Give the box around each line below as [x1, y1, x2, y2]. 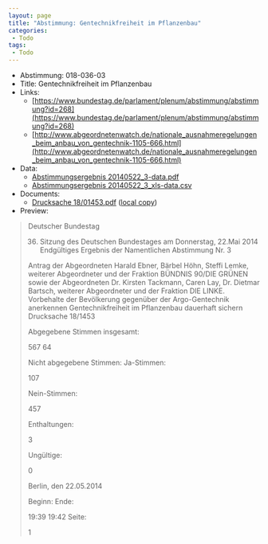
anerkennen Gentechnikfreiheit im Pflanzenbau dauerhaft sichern [27, 303, 243, 312]
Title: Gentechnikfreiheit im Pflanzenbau [19, 79, 152, 88]
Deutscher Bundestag [27, 221, 100, 231]
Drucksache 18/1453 [27, 311, 96, 321]
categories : [8, 26, 48, 34]
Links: [19, 88, 40, 96]
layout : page [8, 11, 52, 20]
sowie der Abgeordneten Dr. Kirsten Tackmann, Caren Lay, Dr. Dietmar [27, 278, 260, 287]
